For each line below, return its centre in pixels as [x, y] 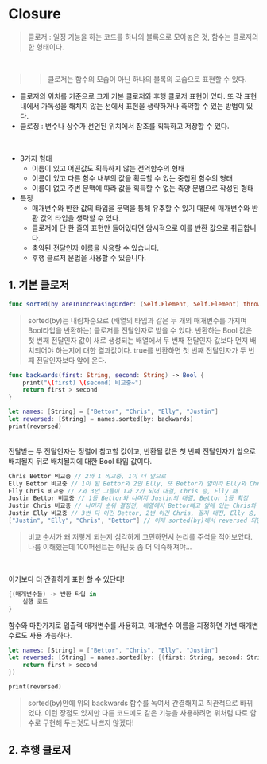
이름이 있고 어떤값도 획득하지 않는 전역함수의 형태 [108, 168]
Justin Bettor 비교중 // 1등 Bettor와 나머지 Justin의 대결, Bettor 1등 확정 [128, 498]
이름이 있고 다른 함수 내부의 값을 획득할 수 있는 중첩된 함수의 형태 [132, 178]
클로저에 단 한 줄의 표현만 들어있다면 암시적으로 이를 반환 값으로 [130, 228]
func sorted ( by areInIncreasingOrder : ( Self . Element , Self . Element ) [124, 304]
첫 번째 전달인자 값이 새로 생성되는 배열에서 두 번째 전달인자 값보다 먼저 [138, 340]
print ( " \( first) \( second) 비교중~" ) [83, 383]
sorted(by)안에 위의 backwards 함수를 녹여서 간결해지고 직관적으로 [133, 703]
